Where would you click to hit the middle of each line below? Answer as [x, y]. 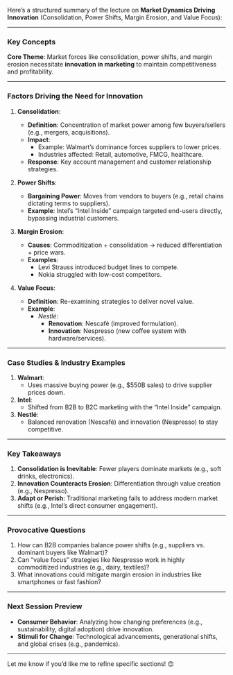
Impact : [39, 139]
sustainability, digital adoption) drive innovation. [86, 629]
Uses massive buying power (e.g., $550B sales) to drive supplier [120, 385]
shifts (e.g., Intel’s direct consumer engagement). [87, 506]
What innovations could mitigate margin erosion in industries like [110, 574]
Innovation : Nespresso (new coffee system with [117, 331]
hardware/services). [77, 338]
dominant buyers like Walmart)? [62, 553]
